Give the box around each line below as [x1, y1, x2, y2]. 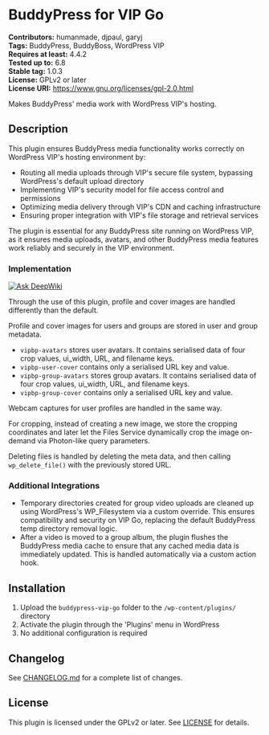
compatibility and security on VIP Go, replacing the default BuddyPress [19, 516, 255, 525]
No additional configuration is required [19, 628, 148, 638]
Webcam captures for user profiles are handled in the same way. [8, 403, 222, 413]
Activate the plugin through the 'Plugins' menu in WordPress [19, 620, 220, 630]
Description [8, 122, 68, 136]
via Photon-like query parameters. [37, 436, 150, 446]
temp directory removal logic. [19, 524, 118, 533]
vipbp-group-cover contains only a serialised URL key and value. [19, 388, 233, 398]
